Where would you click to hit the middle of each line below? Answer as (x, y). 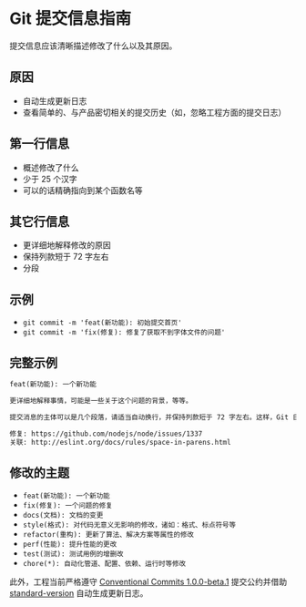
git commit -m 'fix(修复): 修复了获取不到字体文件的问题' (124, 333)
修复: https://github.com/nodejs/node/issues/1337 (106, 434)
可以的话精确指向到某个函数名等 (82, 190)
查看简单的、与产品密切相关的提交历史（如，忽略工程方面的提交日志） (154, 112)
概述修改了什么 (51, 167)
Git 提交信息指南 (71, 19)
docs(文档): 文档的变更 (63, 516)
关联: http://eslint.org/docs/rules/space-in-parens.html (120, 442)
